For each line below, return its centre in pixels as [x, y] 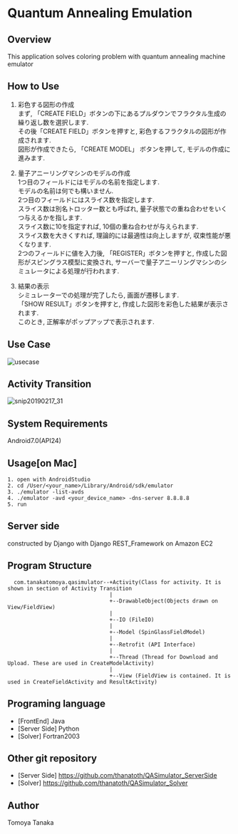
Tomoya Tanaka [31, 823]
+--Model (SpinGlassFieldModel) [157, 632]
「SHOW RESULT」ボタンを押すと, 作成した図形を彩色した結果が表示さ [123, 303]
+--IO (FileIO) [132, 620]
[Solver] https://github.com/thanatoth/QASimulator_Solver [103, 783]
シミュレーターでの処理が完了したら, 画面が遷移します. [98, 295]
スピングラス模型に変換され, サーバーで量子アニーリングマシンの [125, 262]
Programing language [56, 704]
